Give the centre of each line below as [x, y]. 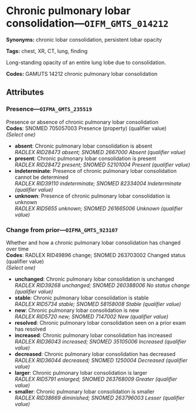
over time [18, 249]
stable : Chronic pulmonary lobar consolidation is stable [82, 298]
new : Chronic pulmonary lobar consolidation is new [77, 310]
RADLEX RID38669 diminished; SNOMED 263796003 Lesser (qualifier [99, 398]
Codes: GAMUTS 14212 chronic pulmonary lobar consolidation [82, 74]
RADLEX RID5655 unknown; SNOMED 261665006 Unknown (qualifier [99, 208]
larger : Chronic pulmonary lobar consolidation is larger [81, 372]
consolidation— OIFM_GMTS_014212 [87, 23]
